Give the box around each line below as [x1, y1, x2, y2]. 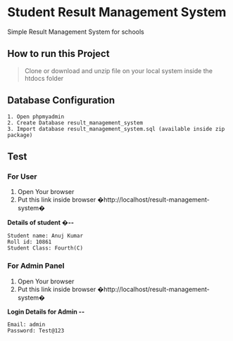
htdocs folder [24, 74, 64, 82]
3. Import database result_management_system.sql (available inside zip [7, 125, 225, 132]
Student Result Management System [7, 4, 227, 20]
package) [7, 131, 33, 139]
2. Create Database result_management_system [7, 119, 143, 127]
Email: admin [7, 321, 46, 328]
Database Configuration [7, 94, 115, 106]
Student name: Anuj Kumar [7, 233, 83, 240]
